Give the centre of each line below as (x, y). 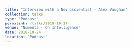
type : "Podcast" (22, 19)
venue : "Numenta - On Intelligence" (43, 28)
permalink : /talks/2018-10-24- (37, 23)
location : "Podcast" (27, 37)
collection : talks (24, 14)
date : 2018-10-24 (23, 32)
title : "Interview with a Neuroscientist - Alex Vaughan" (66, 10)
